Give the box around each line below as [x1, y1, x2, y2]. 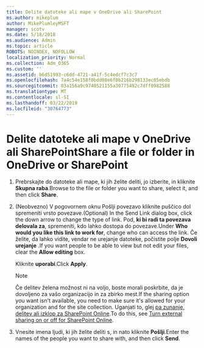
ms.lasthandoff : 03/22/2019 [6, 100, 78, 106]
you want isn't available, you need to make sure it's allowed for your [15, 297, 186, 305]
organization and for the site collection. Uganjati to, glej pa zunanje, [15, 303, 185, 311]
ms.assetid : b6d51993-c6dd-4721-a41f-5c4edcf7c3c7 [6, 72, 138, 78]
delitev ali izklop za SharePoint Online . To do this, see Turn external [15, 310, 183, 317]
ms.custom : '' [6, 65, 43, 72]
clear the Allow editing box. [15, 248, 85, 256]
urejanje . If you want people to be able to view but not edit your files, [15, 242, 189, 250]
